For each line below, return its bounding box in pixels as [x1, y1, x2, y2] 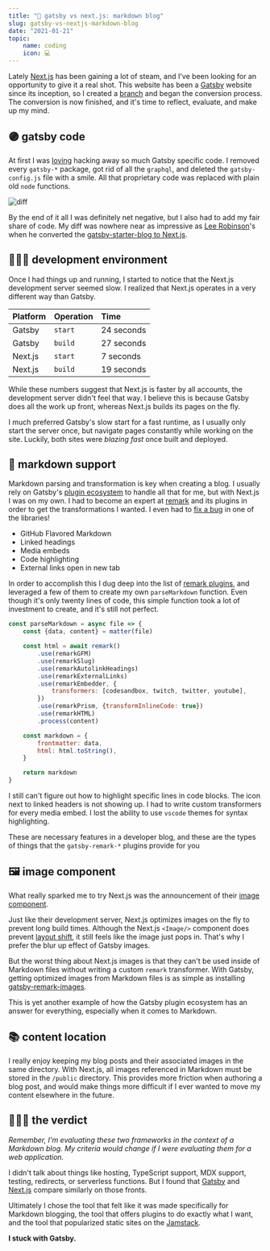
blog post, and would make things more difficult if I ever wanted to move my [8, 1082, 261, 1091]
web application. [8, 1152, 64, 1161]
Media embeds [19, 546, 70, 556]
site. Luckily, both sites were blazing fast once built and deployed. [8, 434, 228, 444]
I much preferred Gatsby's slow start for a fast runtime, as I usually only [8, 417, 246, 427]
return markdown [23, 769, 78, 777]
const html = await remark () [23, 642, 121, 650]
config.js [8, 174, 42, 182]
